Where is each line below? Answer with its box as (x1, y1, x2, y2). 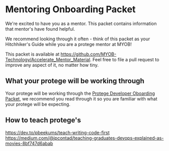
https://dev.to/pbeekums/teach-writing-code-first (5, 129, 110, 136)
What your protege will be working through (5, 77, 145, 85)
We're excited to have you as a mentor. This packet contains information (5, 20, 157, 27)
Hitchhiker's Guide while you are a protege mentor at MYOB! (5, 41, 132, 47)
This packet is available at (5, 51, 60, 57)
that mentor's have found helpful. (5, 26, 75, 32)
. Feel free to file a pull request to (90, 56, 159, 62)
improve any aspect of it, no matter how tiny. (5, 62, 99, 68)
